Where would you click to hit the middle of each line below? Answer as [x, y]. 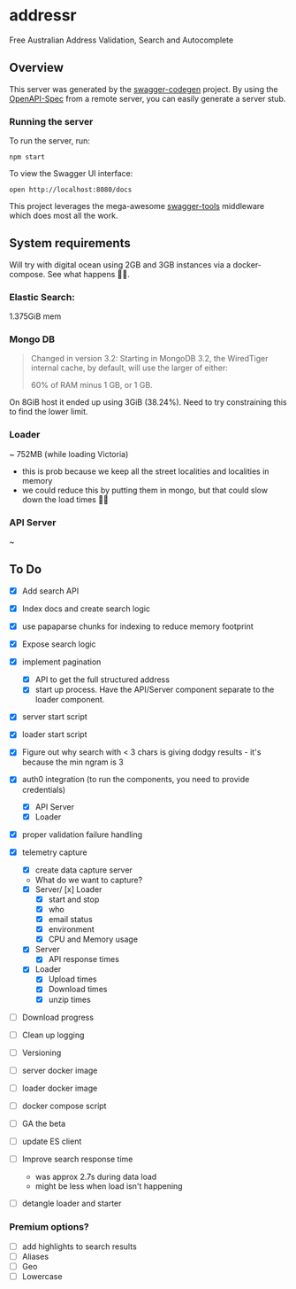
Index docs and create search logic [86, 609]
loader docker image [60, 1088]
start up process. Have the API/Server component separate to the [155, 690]
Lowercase [42, 1276]
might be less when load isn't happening [109, 1186]
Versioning [42, 1052]
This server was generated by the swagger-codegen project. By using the [144, 89]
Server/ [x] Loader [68, 889]
